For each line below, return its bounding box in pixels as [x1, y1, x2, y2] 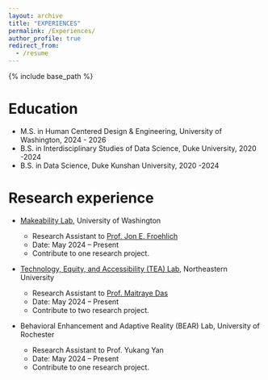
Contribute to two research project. [31, 305, 149, 315]
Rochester [19, 329, 55, 339]
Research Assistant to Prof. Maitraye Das [31, 288, 168, 298]
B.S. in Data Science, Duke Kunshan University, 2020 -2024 [19, 161, 220, 170]
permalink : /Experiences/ [8, 27, 95, 35]
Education [8, 100, 78, 118]
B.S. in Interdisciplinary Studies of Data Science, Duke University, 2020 [19, 143, 257, 153]
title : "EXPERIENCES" [8, 19, 82, 27]
